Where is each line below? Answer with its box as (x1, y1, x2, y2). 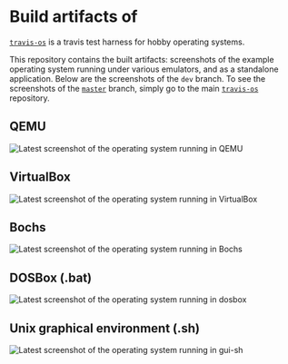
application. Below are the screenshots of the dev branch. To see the (9, 73, 266, 84)
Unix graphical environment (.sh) (9, 320, 201, 336)
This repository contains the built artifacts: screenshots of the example (9, 54, 274, 64)
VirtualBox (9, 170, 71, 185)
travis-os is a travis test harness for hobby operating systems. (9, 36, 245, 47)
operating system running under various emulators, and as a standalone (9, 64, 279, 74)
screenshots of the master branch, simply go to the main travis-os (9, 83, 259, 93)
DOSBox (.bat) (9, 270, 93, 285)
